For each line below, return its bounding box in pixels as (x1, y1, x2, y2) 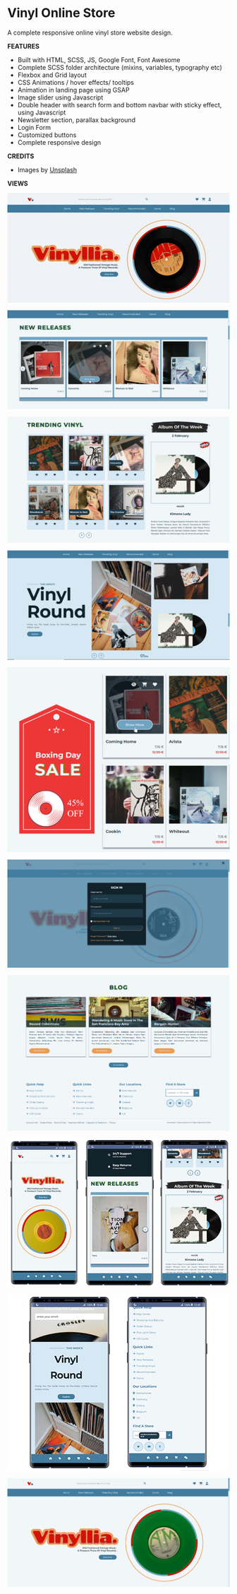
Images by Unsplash (17, 165, 78, 174)
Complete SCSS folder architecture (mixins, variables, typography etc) (17, 63, 222, 71)
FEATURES (7, 42, 40, 50)
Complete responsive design (17, 138, 102, 146)
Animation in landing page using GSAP (17, 85, 130, 94)
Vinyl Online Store (7, 5, 116, 21)
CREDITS (7, 152, 35, 160)
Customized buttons (17, 131, 77, 139)
